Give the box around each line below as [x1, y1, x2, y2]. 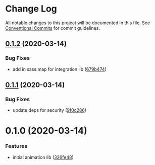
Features [5, 143, 28, 150]
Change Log [5, 3, 57, 15]
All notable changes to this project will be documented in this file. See [5, 20, 150, 26]
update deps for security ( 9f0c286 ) [12, 107, 87, 113]
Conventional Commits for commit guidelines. [5, 25, 100, 31]
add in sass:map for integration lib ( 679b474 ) [12, 66, 107, 72]
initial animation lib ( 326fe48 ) [12, 154, 74, 160]
